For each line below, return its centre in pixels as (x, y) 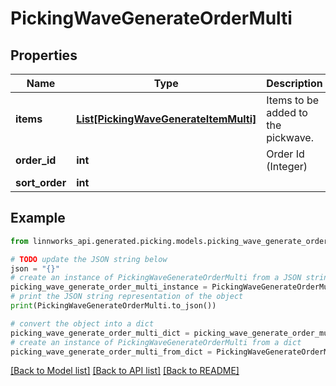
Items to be (293, 100)
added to (287, 112)
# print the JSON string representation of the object (127, 297)
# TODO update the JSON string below (89, 259)
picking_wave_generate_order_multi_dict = (100, 333)
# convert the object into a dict (82, 323)
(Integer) (287, 166)
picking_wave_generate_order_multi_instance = (109, 287)
